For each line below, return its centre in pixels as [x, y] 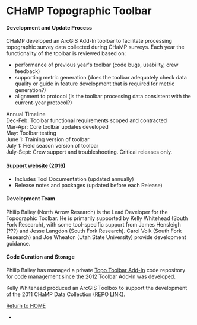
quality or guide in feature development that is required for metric [95, 84]
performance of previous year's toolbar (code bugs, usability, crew [96, 65]
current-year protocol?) [43, 103]
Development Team [31, 199]
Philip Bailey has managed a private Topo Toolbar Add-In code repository [96, 270]
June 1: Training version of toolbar [48, 139]
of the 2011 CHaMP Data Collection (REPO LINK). [66, 294]
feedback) [27, 71]
